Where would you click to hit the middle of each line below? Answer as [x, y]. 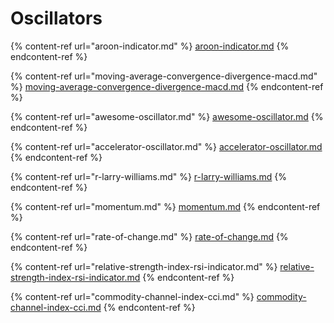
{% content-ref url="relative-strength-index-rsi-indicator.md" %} [144, 266]
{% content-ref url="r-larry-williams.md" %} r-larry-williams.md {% [149, 176]
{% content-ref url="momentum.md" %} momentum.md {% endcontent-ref [165, 206]
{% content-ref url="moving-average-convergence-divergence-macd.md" [164, 76]
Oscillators [56, 18]
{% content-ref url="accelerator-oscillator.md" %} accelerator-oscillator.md [166, 146]
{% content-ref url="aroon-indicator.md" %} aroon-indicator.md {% [150, 46]
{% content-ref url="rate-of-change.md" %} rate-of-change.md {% [149, 236]
